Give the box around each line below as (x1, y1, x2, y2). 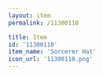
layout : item (8, 11, 51, 20)
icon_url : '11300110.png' (8, 55, 93, 63)
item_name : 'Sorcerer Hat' (8, 48, 97, 56)
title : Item (8, 33, 47, 41)
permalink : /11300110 (8, 19, 79, 27)
